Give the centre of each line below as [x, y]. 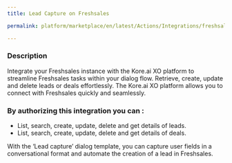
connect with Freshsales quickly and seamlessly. [77, 93]
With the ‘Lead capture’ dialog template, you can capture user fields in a [109, 146]
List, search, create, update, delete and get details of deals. [101, 133]
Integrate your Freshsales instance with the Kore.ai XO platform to [101, 71]
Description [27, 56]
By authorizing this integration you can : [76, 111]
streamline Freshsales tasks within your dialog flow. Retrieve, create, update [115, 78]
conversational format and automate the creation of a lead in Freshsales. [110, 154]
